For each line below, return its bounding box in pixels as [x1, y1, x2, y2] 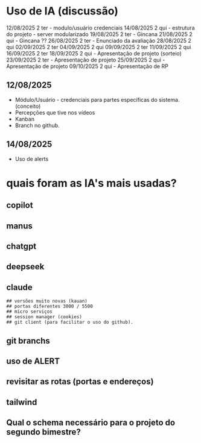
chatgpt [6, 241, 37, 251]
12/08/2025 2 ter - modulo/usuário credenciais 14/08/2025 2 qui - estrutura [6, 24, 195, 31]
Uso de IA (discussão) [6, 4, 119, 18]
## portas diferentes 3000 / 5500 [6, 303, 94, 310]
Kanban [14, 115, 35, 122]
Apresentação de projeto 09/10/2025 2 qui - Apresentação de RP [6, 62, 169, 70]
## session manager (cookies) [6, 314, 83, 320]
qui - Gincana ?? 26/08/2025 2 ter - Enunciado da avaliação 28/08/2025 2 [6, 37, 192, 44]
